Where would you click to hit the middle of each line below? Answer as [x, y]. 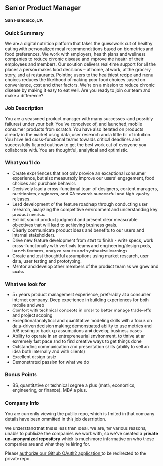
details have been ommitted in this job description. [55, 419]
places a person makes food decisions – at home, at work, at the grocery [78, 70]
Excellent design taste [34, 357]
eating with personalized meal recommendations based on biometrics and [79, 49]
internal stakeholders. [34, 235]
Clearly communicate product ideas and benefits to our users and [78, 230]
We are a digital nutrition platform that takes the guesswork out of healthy [79, 44]
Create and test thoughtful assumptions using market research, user [81, 256]
